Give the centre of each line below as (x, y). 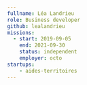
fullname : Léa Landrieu (41, 13)
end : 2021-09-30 (42, 45)
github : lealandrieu (36, 26)
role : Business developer (43, 20)
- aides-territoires (48, 71)
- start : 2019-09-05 (42, 39)
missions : (21, 33)
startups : (21, 64)
